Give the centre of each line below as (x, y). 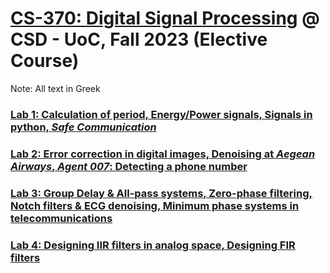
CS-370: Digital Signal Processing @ (165, 18)
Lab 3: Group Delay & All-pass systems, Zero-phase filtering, (161, 193)
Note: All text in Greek (55, 88)
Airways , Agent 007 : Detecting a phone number (129, 166)
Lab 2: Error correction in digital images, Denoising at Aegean (163, 154)
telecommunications (61, 218)
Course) (45, 61)
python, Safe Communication (83, 127)
